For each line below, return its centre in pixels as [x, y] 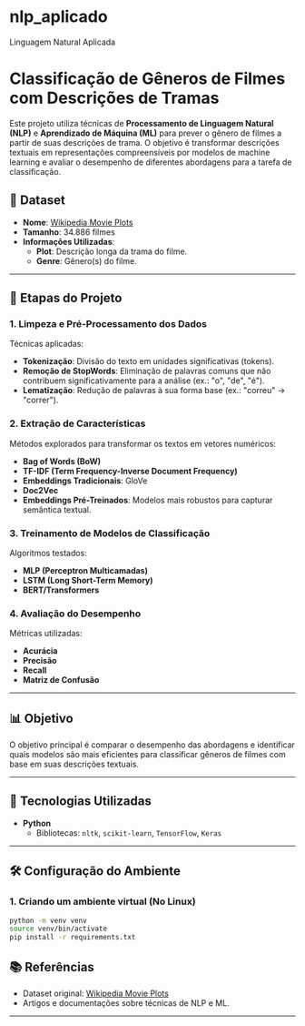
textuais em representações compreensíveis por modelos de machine [140, 152]
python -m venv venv [49, 920]
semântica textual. [57, 509]
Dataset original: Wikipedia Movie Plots [96, 993]
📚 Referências [52, 967]
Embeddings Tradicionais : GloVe [85, 481]
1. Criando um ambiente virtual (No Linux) [103, 901]
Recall [34, 670]
